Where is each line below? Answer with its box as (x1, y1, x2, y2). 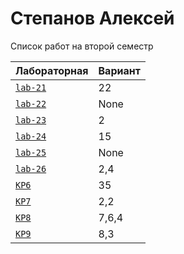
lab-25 (15, 147, 47, 158)
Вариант (98, 63, 141, 77)
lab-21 (15, 82, 47, 93)
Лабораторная (15, 63, 89, 77)
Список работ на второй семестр (10, 40, 154, 52)
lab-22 (15, 98, 47, 109)
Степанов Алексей (10, 7, 175, 30)
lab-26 (15, 163, 47, 174)
